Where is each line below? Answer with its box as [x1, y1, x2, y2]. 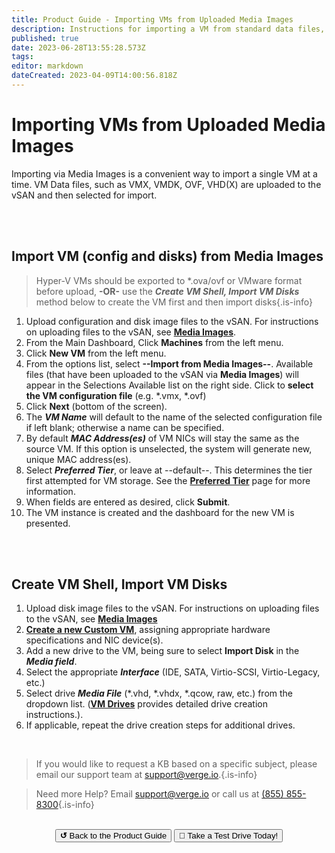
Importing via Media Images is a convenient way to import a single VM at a [11, 167, 318, 180]
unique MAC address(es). [25, 453, 132, 465]
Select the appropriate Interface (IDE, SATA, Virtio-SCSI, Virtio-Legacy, [25, 666, 321, 678]
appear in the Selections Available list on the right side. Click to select [25, 379, 314, 391]
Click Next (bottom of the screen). [25, 400, 168, 412]
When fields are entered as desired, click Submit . [25, 496, 231, 508]
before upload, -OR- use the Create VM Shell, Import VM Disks [35, 285, 300, 297]
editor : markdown [11, 61, 84, 71]
